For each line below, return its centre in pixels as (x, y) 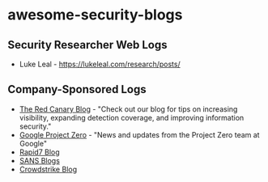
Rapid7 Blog (39, 152)
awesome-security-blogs (95, 15)
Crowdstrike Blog (48, 169)
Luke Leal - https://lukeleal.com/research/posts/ (100, 64)
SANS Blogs (39, 160)
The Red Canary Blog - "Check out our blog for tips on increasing (128, 109)
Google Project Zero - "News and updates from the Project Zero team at (139, 134)
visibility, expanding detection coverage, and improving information (132, 117)
